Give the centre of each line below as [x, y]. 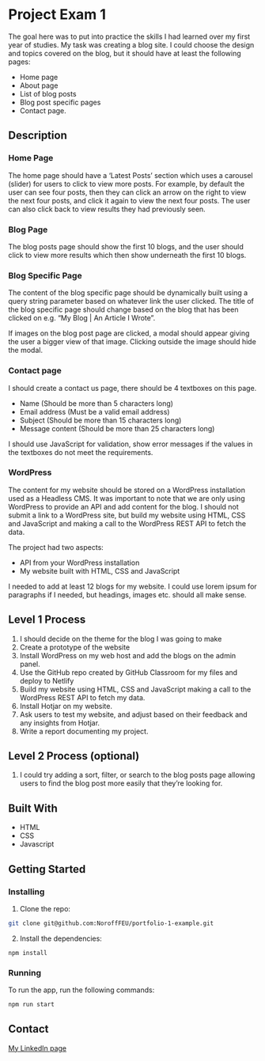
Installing [26, 892]
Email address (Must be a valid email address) [95, 411]
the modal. [26, 351]
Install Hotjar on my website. [66, 706]
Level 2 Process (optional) [74, 756]
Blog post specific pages [60, 102]
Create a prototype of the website [75, 647]
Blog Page [28, 229]
